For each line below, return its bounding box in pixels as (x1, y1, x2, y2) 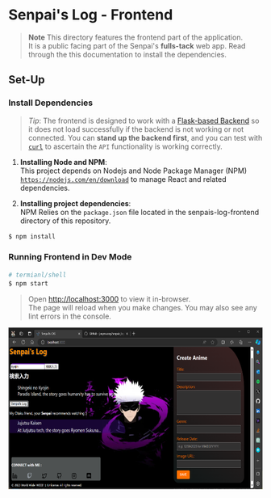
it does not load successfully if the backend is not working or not (27, 124, 244, 134)
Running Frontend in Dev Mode (8, 251, 132, 263)
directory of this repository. (19, 216, 111, 226)
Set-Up (8, 73, 46, 87)
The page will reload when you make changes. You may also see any (27, 302, 258, 312)
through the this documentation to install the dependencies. (27, 49, 227, 59)
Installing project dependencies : (19, 198, 131, 208)
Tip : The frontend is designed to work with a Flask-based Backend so (27, 116, 260, 125)
